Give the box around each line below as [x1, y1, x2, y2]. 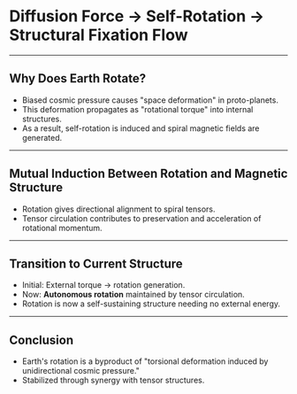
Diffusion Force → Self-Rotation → [9, 6, 265, 27]
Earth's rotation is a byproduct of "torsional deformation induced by [21, 356, 269, 367]
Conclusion [9, 332, 74, 347]
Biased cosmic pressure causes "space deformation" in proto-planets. [21, 95, 278, 105]
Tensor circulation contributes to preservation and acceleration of [21, 212, 262, 223]
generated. [21, 132, 63, 143]
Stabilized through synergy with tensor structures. [21, 375, 205, 386]
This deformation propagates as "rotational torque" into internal [21, 104, 254, 114]
